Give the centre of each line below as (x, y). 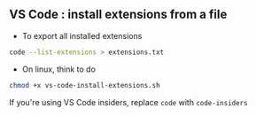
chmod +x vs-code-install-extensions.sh (85, 85)
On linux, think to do (58, 69)
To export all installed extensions (82, 35)
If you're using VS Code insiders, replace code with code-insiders (128, 102)
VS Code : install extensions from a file (118, 15)
